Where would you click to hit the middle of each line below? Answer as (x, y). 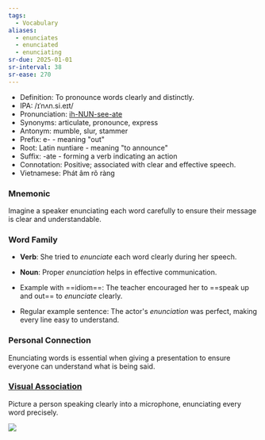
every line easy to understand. (69, 320)
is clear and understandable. (55, 219)
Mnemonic (29, 193)
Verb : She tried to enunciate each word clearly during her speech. (128, 257)
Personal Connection (50, 340)
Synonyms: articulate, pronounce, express (89, 122)
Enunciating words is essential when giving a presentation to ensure (119, 358)
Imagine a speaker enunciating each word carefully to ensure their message (132, 210)
